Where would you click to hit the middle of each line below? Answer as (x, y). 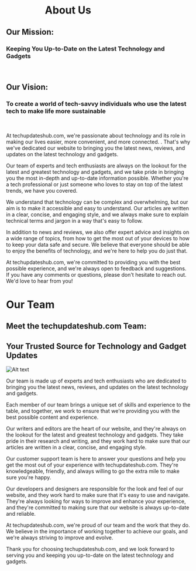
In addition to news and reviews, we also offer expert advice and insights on (98, 232)
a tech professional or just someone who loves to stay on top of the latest (94, 184)
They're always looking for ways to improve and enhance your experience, (96, 501)
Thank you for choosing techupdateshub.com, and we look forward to (90, 549)
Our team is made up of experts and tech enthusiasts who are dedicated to (96, 381)
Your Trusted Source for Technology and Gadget (96, 346)
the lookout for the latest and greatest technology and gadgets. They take (95, 435)
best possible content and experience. (52, 417)
